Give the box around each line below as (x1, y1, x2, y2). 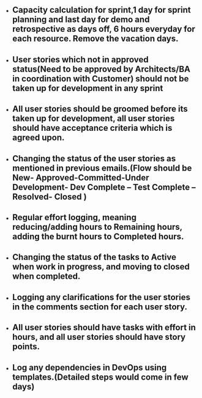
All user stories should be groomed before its (12, 104, 188, 114)
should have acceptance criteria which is (12, 123, 173, 133)
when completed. (12, 271, 81, 282)
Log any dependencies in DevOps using (12, 362, 167, 372)
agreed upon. (12, 133, 65, 143)
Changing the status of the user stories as (12, 153, 176, 164)
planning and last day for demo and (12, 15, 150, 25)
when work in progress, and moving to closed (12, 262, 190, 272)
